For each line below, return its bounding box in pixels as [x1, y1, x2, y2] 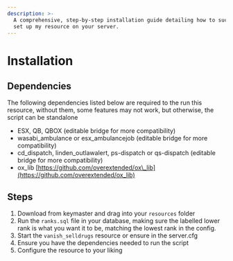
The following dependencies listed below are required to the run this [7, 98, 202, 107]
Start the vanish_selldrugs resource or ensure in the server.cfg [17, 231, 198, 240]
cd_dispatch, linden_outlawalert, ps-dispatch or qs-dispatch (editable [17, 149, 216, 157]
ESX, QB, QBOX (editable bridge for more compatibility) [17, 127, 176, 135]
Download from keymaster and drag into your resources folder [17, 209, 196, 218]
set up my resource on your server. [13, 23, 119, 30]
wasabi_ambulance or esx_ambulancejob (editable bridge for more [17, 134, 208, 143]
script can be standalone [7, 114, 78, 122]
